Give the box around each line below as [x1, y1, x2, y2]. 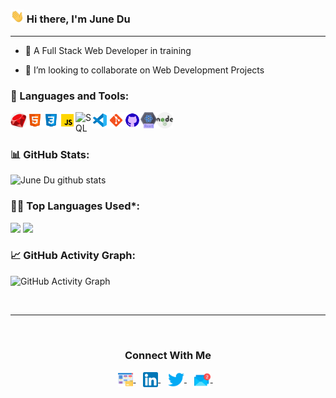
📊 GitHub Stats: [10, 147, 90, 161]
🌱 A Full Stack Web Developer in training [24, 44, 192, 56]
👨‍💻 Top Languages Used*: [10, 199, 141, 213]
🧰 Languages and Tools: [10, 89, 130, 103]
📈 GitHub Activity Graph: [10, 249, 137, 263]
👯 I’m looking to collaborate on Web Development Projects [24, 64, 265, 76]
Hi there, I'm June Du [26, 12, 131, 26]
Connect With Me [124, 348, 212, 362]
